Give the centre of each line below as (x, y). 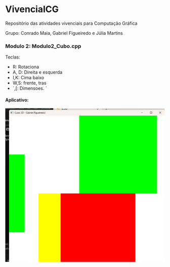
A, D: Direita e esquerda (37, 72)
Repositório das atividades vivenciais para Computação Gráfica (71, 23)
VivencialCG (32, 9)
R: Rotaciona (26, 67)
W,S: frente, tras (29, 83)
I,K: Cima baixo (28, 78)
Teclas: (13, 57)
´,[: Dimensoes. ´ (30, 88)
